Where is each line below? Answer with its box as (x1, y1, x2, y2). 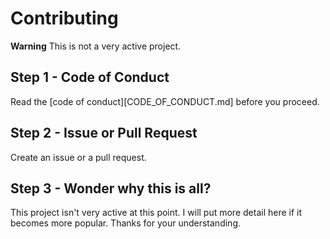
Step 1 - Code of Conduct (10, 69, 170, 86)
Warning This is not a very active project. (10, 40, 182, 52)
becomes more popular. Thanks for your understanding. (10, 217, 241, 229)
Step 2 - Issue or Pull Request (10, 125, 198, 142)
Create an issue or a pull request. (10, 151, 147, 163)
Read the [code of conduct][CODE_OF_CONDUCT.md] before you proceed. (10, 95, 320, 107)
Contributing (10, 7, 119, 30)
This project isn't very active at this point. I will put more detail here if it (10, 207, 303, 219)
